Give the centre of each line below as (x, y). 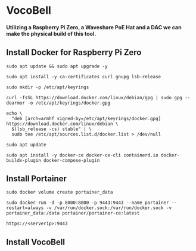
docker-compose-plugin (72, 160)
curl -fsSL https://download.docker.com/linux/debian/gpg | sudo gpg (94, 97)
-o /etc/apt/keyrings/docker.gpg (69, 103)
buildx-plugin (24, 160)
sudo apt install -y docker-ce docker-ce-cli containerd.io (83, 155)
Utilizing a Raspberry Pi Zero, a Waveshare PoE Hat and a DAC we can (94, 27)
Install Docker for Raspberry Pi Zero (74, 52)
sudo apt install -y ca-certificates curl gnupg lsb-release (84, 76)
